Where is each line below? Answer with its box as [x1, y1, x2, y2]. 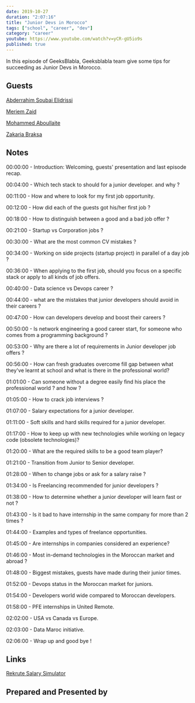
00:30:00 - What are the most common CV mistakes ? [6, 238, 136, 245]
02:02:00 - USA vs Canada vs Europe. [6, 614, 98, 621]
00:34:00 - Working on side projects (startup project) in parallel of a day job [6, 249, 189, 256]
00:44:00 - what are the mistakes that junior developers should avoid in [6, 296, 179, 303]
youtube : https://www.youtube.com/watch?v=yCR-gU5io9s [6, 36, 143, 42]
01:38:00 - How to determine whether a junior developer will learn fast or [6, 493, 182, 500]
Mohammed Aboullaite [6, 119, 60, 126]
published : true [6, 42, 46, 48]
